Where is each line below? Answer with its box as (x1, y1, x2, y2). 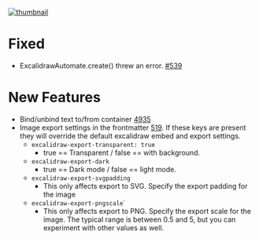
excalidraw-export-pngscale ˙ (31, 197, 126, 208)
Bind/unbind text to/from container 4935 (19, 114, 151, 123)
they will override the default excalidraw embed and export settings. (19, 131, 241, 141)
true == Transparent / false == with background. (43, 148, 201, 157)
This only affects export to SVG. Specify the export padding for (43, 181, 248, 190)
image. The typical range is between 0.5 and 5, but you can (43, 215, 236, 224)
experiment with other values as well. (43, 222, 165, 232)
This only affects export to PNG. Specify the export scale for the (43, 206, 252, 215)
